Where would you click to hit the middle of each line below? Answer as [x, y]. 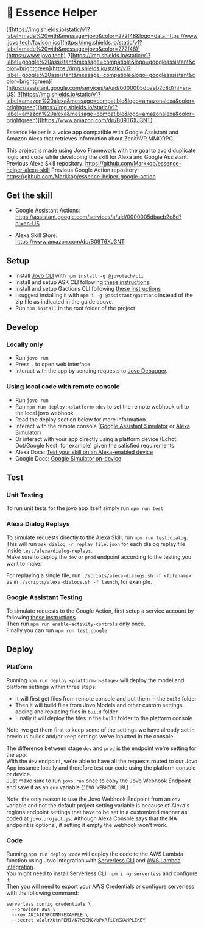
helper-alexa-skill [28, 170]
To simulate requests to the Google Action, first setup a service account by [100, 611]
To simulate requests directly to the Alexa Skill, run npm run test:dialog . [97, 537]
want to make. [24, 563]
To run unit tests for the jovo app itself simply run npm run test [85, 508]
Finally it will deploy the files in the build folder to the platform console [104, 718]
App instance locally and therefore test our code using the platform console [101, 767]
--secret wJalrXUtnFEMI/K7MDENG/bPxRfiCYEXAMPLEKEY [79, 920]
